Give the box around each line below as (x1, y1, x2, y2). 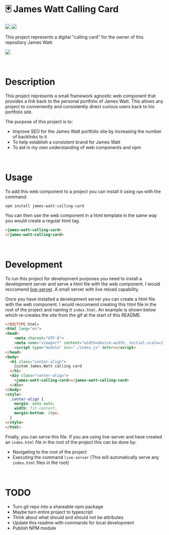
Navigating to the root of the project (12, 448, 87, 455)
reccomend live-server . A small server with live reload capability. (5, 286, 139, 292)
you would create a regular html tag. (5, 217, 80, 223)
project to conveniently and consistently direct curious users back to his (5, 103, 155, 109)
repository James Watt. (5, 39, 54, 45)
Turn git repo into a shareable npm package (12, 503, 104, 509)
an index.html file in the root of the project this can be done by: (5, 439, 137, 445)
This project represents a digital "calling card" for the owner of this (5, 34, 144, 40)
